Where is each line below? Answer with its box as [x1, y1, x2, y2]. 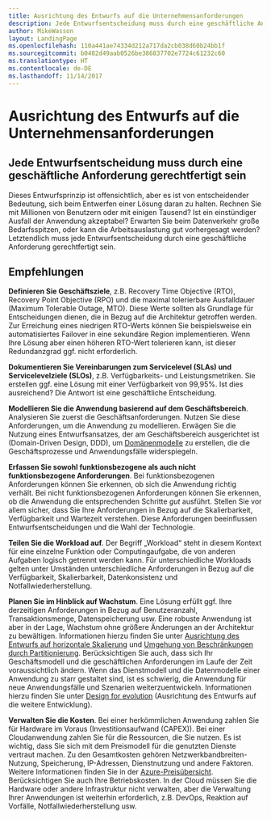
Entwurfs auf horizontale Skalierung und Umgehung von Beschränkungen [8, 640, 254, 649]
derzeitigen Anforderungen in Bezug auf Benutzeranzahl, [8, 606, 198, 615]
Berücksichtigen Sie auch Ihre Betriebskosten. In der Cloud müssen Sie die [8, 775, 257, 785]
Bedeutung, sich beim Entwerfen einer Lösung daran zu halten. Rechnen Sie [8, 199, 262, 209]
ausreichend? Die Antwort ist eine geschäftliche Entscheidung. [8, 388, 217, 398]
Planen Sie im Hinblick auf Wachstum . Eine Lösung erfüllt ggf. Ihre [8, 597, 232, 606]
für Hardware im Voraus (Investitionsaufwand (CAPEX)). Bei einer [8, 724, 226, 734]
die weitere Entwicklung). [8, 700, 93, 710]
